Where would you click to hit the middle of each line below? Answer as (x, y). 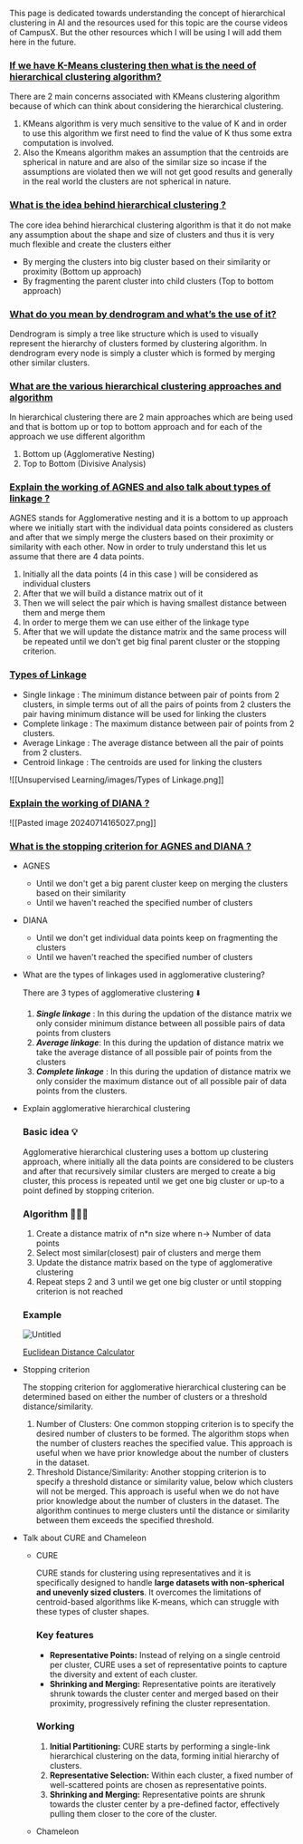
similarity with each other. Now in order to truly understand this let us (138, 547)
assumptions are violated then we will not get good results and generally (157, 172)
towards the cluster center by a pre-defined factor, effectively (165, 1804)
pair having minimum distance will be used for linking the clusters (144, 713)
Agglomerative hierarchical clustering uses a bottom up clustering (145, 1151)
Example (42, 1315)
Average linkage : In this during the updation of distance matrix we (160, 1043)
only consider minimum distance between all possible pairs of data (161, 1024)
